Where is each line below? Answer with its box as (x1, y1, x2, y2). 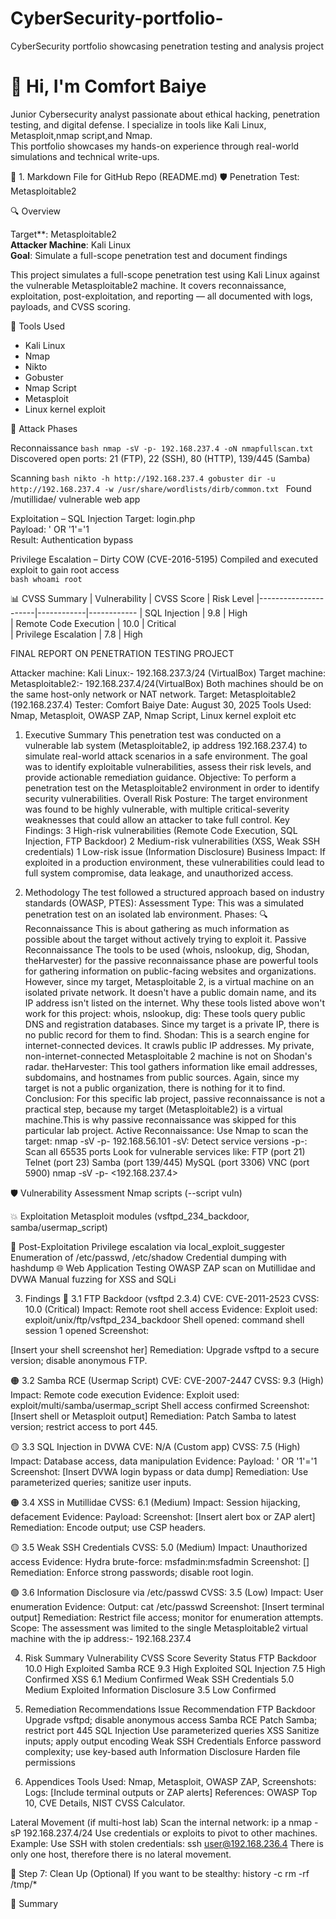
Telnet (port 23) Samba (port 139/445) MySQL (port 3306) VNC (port (24, 1156, 310, 1168)
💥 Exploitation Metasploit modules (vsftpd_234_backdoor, (10, 1210, 250, 1222)
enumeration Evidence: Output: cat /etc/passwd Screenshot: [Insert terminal (10, 1600, 325, 1612)
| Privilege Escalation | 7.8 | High (10, 628, 143, 640)
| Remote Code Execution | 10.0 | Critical (10, 617, 177, 629)
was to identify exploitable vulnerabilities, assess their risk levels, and (24, 760, 312, 772)
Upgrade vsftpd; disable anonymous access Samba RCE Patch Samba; (24, 1713, 318, 1726)
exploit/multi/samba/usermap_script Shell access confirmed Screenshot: (10, 1399, 310, 1411)
